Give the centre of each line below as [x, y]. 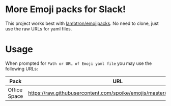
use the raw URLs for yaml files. [39, 28]
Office [15, 90]
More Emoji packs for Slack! [66, 9]
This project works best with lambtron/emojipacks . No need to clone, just [82, 23]
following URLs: [22, 68]
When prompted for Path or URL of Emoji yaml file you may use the [79, 63]
